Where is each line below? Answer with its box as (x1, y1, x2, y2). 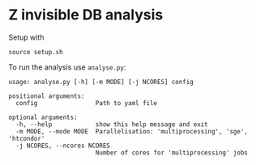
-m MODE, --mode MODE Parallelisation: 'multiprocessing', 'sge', (15, 127, 249, 135)
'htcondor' (8, 134, 45, 142)
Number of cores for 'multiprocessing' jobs (95, 148, 249, 157)
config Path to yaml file (15, 99, 158, 107)
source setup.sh (8, 48, 63, 56)
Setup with (8, 32, 45, 42)
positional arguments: (8, 91, 85, 100)
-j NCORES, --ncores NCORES (15, 142, 111, 150)
